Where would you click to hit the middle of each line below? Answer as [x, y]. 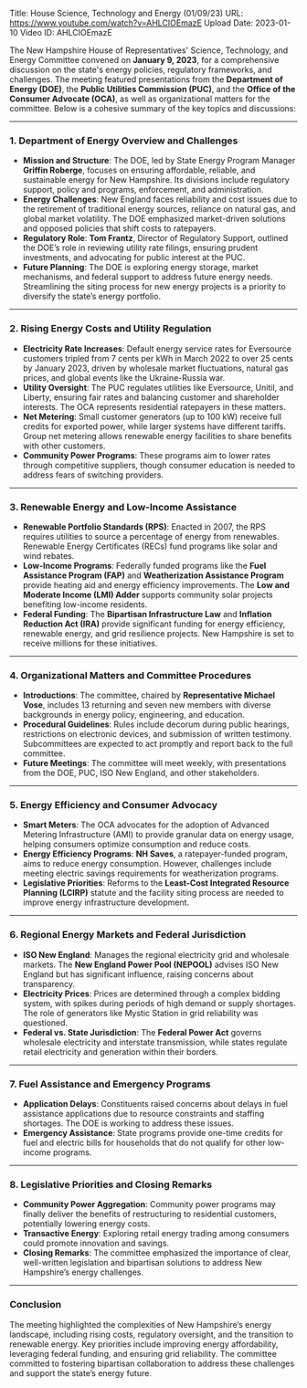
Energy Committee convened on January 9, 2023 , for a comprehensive [144, 60]
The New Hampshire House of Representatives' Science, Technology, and [149, 50]
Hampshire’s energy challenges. [83, 1272]
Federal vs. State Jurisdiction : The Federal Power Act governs [142, 1032]
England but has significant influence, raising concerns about [138, 974]
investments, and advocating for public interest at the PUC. [134, 258]
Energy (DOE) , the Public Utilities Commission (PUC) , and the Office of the [153, 89]
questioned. [45, 1023]
